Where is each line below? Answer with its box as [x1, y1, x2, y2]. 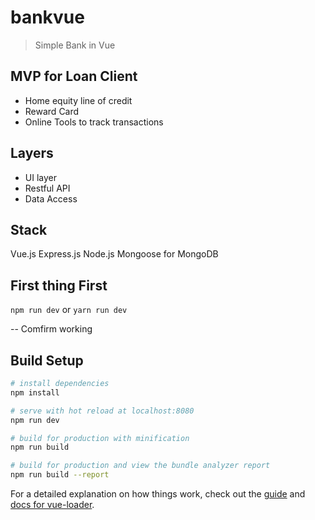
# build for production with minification [10, 433, 190, 443]
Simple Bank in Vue [34, 39, 116, 51]
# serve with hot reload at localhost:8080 [10, 406, 195, 416]
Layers [10, 145, 54, 162]
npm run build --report [10, 470, 110, 480]
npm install [10, 387, 60, 398]
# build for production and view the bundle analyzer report [10, 461, 271, 471]
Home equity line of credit [24, 94, 133, 106]
